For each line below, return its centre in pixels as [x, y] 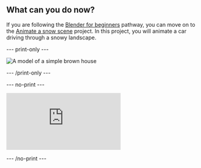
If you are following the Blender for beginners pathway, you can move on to [101, 24]
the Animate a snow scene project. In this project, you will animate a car [97, 31]
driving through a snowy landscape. [51, 37]
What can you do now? [51, 10]
